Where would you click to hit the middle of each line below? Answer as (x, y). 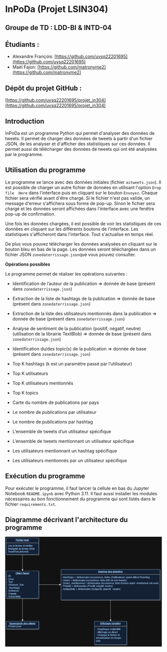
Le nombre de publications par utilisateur (54, 412)
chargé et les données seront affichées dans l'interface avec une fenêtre (80, 209)
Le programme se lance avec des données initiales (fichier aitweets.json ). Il (83, 182)
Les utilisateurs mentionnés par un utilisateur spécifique (70, 460)
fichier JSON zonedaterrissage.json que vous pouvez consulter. (71, 254)
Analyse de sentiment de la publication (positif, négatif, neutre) (77, 328)
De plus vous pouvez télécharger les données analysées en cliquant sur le (81, 244)
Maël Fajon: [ (26, 67)
